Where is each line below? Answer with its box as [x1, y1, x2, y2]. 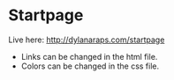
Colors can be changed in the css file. [20, 61, 160, 71]
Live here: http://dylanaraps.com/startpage [8, 34, 165, 45]
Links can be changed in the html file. [20, 51, 158, 62]
